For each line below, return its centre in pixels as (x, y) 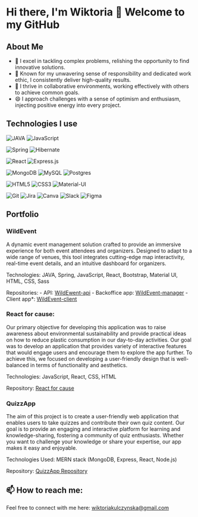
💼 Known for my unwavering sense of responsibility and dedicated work (103, 73)
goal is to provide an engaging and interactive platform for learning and (93, 429)
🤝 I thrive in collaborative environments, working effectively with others (102, 86)
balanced (18, 365)
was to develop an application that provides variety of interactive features (96, 346)
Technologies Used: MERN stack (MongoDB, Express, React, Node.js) (92, 459)
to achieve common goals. (47, 92)
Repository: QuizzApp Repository (47, 471)
